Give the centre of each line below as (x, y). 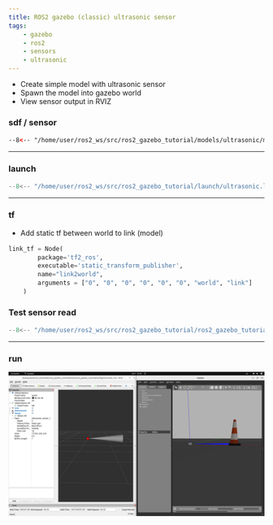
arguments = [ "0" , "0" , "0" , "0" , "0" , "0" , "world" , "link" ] (145, 283)
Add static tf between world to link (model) (92, 232)
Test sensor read (43, 312)
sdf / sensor (33, 122)
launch (22, 169)
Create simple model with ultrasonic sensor (93, 84)
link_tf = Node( (36, 249)
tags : (17, 26)
